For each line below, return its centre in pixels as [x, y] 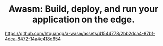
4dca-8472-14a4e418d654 [33, 39]
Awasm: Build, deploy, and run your [83, 9]
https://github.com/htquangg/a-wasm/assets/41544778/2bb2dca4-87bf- [80, 33]
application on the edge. [83, 20]
